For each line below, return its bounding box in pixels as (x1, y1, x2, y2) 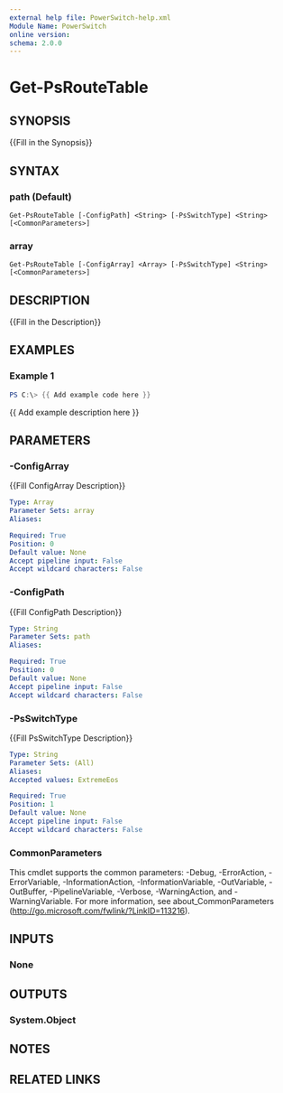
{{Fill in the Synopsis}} (9, 137, 93, 148)
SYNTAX (9, 163, 60, 179)
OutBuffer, (9, 886, 48, 897)
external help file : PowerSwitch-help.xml (9, 13, 171, 23)
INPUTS (9, 931, 54, 947)
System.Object (9, 1014, 77, 1026)
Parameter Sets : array (9, 507, 95, 516)
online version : (9, 30, 70, 39)
